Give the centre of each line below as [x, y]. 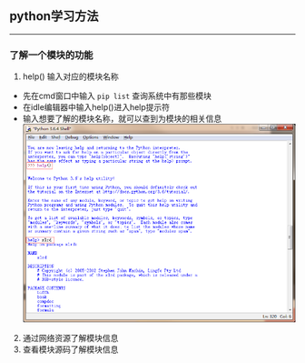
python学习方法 [54, 16]
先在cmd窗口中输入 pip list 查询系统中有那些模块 [117, 96]
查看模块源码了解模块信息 [70, 349]
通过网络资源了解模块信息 [70, 338]
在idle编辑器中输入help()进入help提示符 [96, 107]
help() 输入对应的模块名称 [71, 76]
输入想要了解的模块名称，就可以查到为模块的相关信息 [122, 119]
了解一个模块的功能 [51, 55]
